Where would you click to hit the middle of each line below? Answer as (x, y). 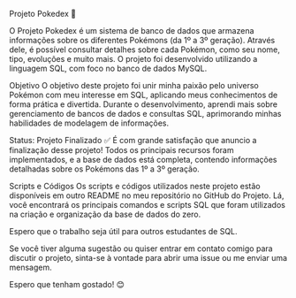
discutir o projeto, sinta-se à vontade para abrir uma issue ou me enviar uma (148, 258)
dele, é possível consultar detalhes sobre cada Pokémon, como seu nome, (145, 50)
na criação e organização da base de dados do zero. (105, 214)
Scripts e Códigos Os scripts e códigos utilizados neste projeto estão (135, 186)
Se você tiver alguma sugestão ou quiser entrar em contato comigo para (141, 248)
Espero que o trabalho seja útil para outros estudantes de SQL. (123, 231)
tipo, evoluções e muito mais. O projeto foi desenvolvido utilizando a (133, 59)
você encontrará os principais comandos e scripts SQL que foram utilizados (147, 205)
